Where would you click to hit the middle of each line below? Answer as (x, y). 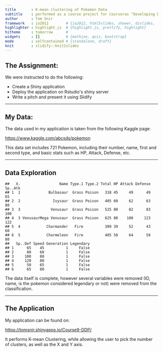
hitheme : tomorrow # (37, 32)
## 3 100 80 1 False (48, 256)
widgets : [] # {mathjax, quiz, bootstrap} (66, 37)
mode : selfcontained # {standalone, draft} (58, 41)
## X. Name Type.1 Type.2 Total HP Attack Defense (78, 184)
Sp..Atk (13, 188)
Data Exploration (31, 173)
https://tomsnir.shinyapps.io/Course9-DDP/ (49, 330)
